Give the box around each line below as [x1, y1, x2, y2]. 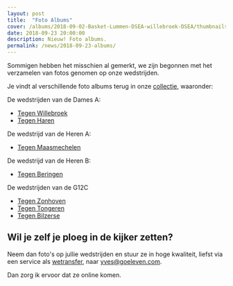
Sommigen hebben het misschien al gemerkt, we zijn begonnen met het [7, 62, 213, 69]
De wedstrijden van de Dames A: [7, 96, 101, 104]
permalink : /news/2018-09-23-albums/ [7, 42, 116, 49]
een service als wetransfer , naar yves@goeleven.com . [7, 257, 162, 265]
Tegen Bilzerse [17, 212, 60, 220]
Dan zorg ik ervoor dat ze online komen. [7, 271, 121, 279]
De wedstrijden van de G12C [7, 184, 89, 191]
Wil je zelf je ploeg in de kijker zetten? [7, 231, 173, 243]
